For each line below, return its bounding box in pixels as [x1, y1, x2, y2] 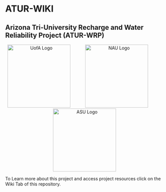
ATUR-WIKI [5, 3, 54, 15]
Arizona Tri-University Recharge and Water [5, 23, 144, 32]
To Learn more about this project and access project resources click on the [5, 176, 161, 181]
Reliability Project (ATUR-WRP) [5, 31, 105, 39]
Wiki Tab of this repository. [5, 181, 61, 187]
